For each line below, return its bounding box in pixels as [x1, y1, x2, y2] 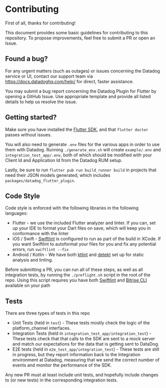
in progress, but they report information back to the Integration [12, 352, 140, 358]
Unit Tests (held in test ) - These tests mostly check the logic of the [12, 320, 150, 326]
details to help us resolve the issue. [5, 99, 77, 105]
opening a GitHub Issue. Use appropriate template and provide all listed [5, 93, 151, 99]
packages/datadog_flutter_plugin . [5, 177, 75, 183]
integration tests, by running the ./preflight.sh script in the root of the [5, 272, 151, 278]
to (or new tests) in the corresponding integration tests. [5, 377, 118, 383]
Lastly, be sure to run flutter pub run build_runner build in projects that [5, 167, 157, 173]
